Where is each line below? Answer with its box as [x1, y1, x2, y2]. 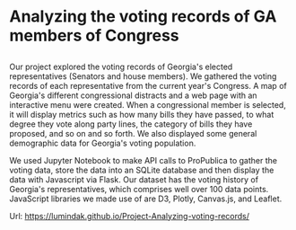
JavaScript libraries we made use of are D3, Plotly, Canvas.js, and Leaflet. [9, 193, 283, 204]
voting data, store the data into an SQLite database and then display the [9, 164, 274, 175]
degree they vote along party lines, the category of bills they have [9, 119, 253, 129]
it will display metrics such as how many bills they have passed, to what [9, 109, 274, 119]
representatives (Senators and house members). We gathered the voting [9, 70, 277, 82]
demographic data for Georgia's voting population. [9, 137, 196, 148]
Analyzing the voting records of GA [9, 6, 277, 27]
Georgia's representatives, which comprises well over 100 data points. [9, 183, 269, 194]
